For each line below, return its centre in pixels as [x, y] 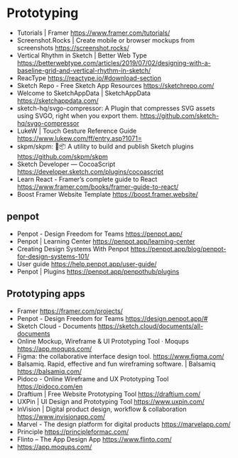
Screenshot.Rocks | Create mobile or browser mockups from [106, 40]
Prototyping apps [46, 294]
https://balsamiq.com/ [49, 371]
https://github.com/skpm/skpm [62, 156]
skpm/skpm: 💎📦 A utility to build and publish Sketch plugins [105, 146]
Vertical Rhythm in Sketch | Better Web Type [82, 55]
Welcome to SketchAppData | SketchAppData [83, 93]
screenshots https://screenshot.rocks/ [73, 48]
